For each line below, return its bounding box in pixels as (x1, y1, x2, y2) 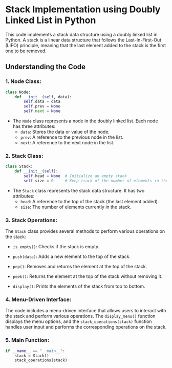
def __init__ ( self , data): (14, 94, 72, 99)
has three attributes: (12, 123, 56, 129)
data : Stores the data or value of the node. (20, 129, 110, 135)
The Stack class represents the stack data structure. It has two (12, 187, 145, 193)
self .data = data (24, 99, 60, 104)
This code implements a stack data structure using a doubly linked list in (5, 31, 158, 37)
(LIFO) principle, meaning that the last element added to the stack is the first (5, 42, 166, 48)
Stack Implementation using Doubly (5, 4, 161, 15)
